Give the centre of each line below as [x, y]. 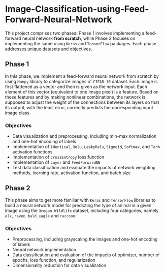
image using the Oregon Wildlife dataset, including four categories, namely [82, 211]
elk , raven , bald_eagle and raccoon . [41, 215]
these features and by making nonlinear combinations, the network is [75, 97]
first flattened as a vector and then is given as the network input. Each [76, 87]
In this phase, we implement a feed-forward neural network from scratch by [82, 76]
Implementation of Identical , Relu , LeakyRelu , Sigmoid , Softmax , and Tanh [86, 147]
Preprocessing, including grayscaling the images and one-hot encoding [85, 239]
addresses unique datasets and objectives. [49, 49]
